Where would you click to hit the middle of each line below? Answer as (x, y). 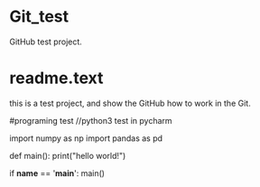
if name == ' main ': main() (57, 173)
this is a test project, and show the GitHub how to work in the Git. (130, 103)
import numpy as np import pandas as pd (86, 138)
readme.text (56, 78)
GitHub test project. (46, 42)
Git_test (39, 17)
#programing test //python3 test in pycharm (91, 120)
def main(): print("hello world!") (68, 155)
